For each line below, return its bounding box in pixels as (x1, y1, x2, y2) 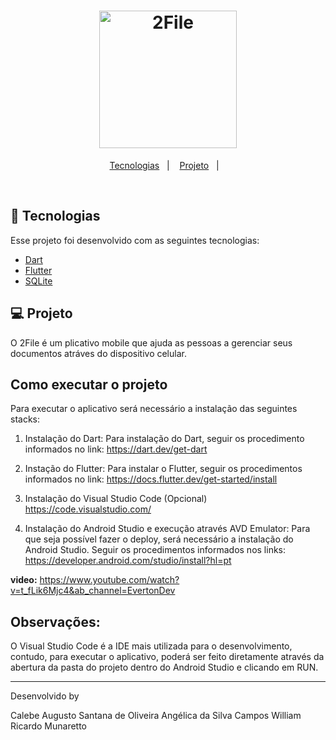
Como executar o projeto (10, 376, 168, 393)
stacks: (10, 413, 41, 425)
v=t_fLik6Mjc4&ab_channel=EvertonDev (10, 585, 176, 597)
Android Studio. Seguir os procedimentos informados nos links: (24, 544, 287, 556)
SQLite (24, 275, 53, 287)
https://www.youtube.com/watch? (39, 574, 180, 586)
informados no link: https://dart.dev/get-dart (24, 443, 208, 455)
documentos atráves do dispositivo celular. (10, 347, 187, 359)
